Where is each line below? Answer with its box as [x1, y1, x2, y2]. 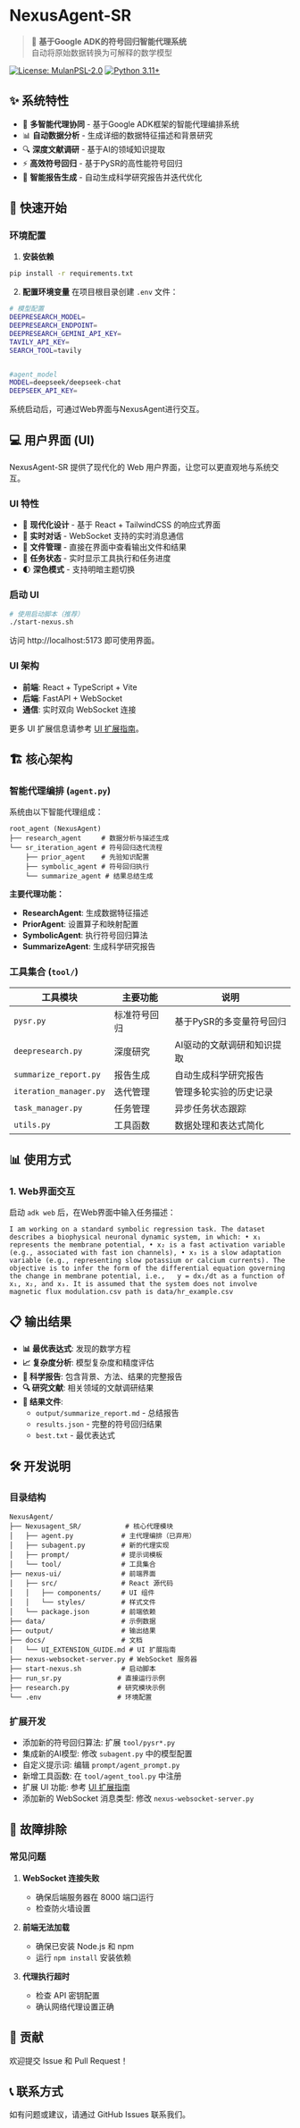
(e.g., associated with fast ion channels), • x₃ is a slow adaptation [9, 1249, 281, 1257]
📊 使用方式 [9, 1152, 71, 1167]
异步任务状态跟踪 [174, 1102, 247, 1114]
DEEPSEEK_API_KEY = [9, 386, 78, 396]
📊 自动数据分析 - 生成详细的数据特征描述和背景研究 [21, 130, 213, 140]
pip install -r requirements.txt [9, 269, 134, 278]
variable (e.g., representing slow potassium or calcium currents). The [9, 1257, 286, 1266]
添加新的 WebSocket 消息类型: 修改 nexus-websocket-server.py [21, 1793, 254, 1804]
